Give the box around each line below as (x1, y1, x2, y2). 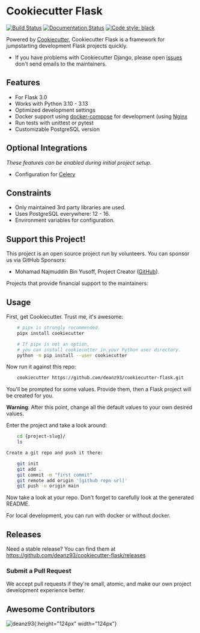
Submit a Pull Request (6, 566, 72, 575)
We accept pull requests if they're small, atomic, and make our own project (6, 580, 192, 587)
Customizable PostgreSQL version (14, 125, 100, 133)
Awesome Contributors (6, 604, 95, 614)
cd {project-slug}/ (17, 433, 66, 439)
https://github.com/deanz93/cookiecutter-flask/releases (6, 552, 146, 559)
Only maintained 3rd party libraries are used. (14, 204, 126, 211)
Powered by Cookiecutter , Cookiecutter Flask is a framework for (6, 35, 165, 43)
